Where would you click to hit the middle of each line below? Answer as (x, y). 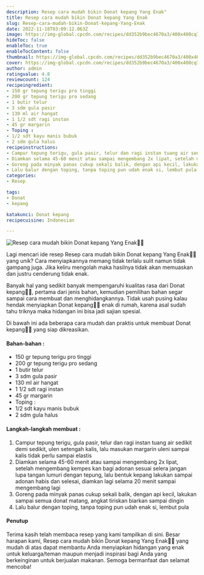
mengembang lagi (38, 488)
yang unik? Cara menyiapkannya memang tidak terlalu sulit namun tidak (96, 261)
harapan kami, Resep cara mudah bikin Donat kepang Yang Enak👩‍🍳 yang (98, 540)
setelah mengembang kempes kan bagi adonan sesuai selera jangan (101, 468)
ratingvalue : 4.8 (28, 74)
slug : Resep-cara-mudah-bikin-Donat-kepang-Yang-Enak (76, 23)
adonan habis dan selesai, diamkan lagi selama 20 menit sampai (95, 481)
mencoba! (19, 566)
